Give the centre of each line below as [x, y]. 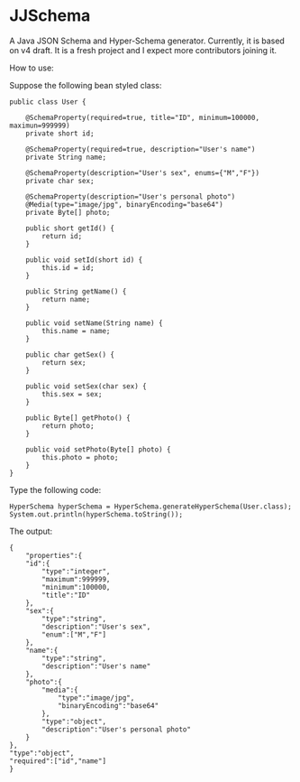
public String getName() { [76, 291]
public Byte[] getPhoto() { [78, 418]
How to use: [32, 68]
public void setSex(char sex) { [86, 386]
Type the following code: [55, 489]
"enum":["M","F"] [74, 634]
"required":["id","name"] [58, 761]
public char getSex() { [70, 354]
